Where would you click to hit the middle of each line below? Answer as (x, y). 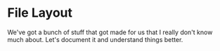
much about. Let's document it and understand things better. (95, 39)
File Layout (40, 13)
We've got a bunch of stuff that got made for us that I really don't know (110, 32)
